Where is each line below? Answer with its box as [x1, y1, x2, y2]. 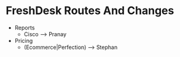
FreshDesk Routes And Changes [6, 4, 174, 18]
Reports [14, 24, 35, 31]
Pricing [14, 37, 33, 44]
